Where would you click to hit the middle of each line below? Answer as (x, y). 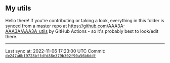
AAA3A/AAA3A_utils (27, 31)
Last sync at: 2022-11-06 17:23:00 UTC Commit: (55, 51)
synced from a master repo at (36, 26)
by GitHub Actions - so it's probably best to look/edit (104, 31)
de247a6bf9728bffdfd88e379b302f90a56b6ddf (51, 56)
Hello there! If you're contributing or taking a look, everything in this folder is (85, 20)
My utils (18, 8)
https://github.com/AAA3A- (97, 26)
